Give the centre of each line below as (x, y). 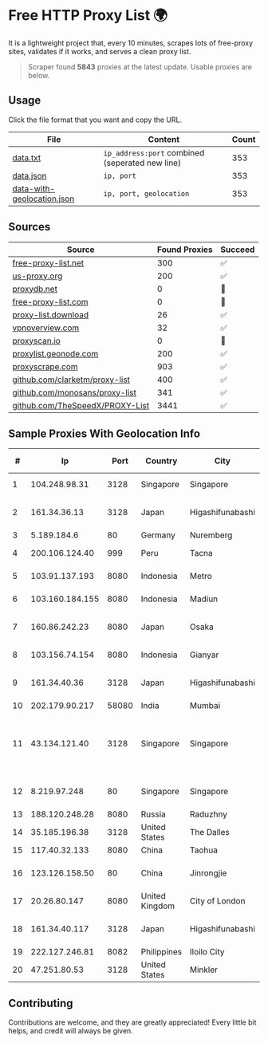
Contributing (41, 1003)
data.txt (27, 158)
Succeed (238, 250)
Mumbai (205, 706)
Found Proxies (185, 250)
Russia (153, 814)
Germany (158, 535)
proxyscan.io (37, 340)
